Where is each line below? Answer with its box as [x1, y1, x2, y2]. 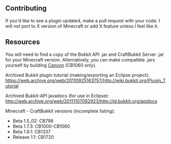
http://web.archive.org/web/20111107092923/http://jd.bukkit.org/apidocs [5, 98, 158, 104]
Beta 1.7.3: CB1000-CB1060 [12, 123, 70, 129]
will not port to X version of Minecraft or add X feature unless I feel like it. [5, 23, 159, 29]
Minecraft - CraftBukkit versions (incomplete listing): [5, 108, 116, 114]
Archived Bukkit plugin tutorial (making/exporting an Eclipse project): [5, 72, 150, 78]
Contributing [5, 4, 47, 13]
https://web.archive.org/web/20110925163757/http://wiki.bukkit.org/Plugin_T [5, 77, 166, 83]
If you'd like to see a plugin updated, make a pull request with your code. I [5, 17, 160, 23]
